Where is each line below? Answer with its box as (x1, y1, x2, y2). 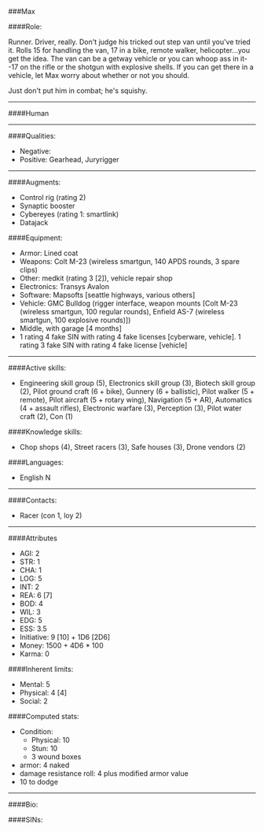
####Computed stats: (8, 712, 80, 721)
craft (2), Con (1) (19, 412, 73, 421)
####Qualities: (8, 132, 57, 140)
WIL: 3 (19, 607, 41, 617)
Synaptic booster (19, 201, 75, 210)
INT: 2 (19, 582, 40, 592)
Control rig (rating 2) (19, 193, 86, 202)
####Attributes (8, 533, 57, 543)
